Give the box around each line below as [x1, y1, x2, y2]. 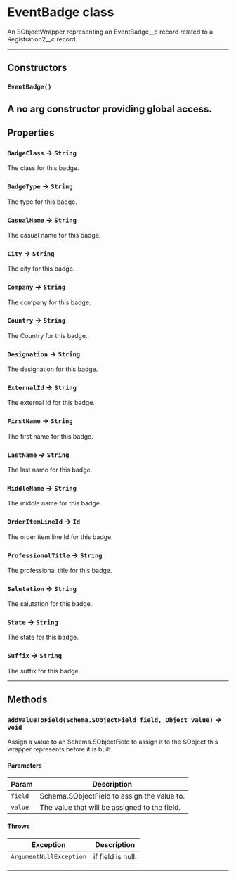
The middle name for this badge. [7, 499, 102, 508]
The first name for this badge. [7, 432, 93, 440]
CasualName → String [7, 215, 77, 225]
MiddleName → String [7, 483, 77, 493]
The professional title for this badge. [7, 566, 112, 574]
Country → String [7, 316, 66, 325]
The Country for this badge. [7, 331, 88, 340]
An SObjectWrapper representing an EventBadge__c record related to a [7, 27, 214, 36]
